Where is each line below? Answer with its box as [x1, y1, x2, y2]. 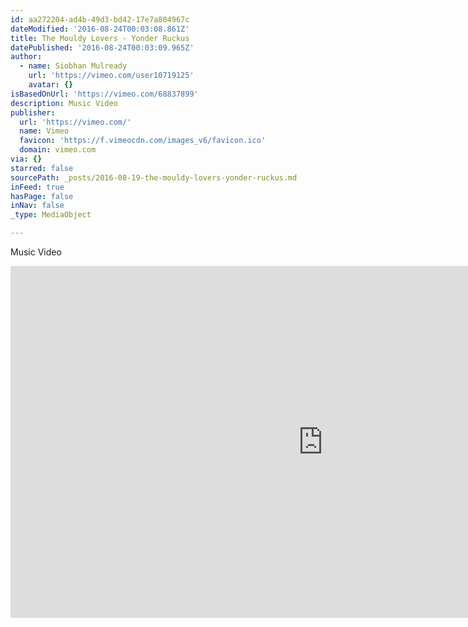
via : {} [10, 154, 43, 164]
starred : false [10, 163, 74, 173]
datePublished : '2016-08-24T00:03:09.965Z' [10, 42, 195, 53]
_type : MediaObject [10, 210, 92, 220]
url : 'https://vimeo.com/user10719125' [28, 71, 195, 81]
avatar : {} [28, 80, 74, 90]
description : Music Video [10, 98, 118, 108]
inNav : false [10, 201, 65, 211]
